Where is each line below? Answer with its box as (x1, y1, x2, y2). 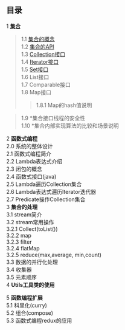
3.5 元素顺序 (6, 273, 37, 281)
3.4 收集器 (6, 266, 32, 273)
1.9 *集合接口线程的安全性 (21, 114, 86, 122)
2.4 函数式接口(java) (6, 173, 57, 180)
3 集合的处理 (6, 203, 38, 210)
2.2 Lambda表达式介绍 (6, 157, 63, 165)
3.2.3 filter (6, 238, 32, 246)
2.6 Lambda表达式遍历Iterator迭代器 (6, 188, 97, 195)
